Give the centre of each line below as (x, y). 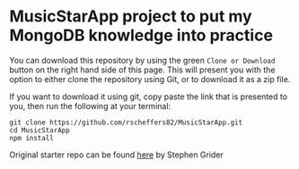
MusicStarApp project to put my (131, 17)
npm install (31, 138)
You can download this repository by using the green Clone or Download (142, 60)
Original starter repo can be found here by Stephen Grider (117, 155)
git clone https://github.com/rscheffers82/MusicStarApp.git (126, 123)
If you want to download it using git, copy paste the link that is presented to (149, 97)
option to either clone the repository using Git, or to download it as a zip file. (150, 79)
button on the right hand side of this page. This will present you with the (142, 70)
